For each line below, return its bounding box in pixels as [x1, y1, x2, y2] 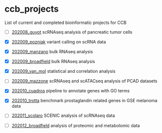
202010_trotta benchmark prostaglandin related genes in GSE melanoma [11, 98, 158, 104]
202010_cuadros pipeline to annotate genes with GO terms [11, 88, 130, 94]
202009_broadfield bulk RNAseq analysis [11, 59, 96, 65]
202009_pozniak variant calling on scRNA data [11, 39, 106, 44]
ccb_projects [4, 3, 59, 15]
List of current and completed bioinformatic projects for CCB [4, 20, 127, 25]
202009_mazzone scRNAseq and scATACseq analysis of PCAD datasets [11, 78, 158, 84]
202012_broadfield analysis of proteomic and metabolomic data [11, 122, 140, 128]
